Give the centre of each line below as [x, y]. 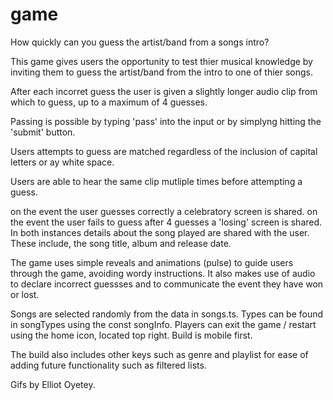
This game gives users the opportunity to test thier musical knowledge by [161, 61]
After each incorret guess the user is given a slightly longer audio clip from [164, 91]
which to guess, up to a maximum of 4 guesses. [109, 102]
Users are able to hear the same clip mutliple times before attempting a [156, 181]
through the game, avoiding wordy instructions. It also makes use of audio [163, 273]
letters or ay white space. [62, 162]
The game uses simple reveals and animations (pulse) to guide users [152, 262]
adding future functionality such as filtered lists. [108, 365]
